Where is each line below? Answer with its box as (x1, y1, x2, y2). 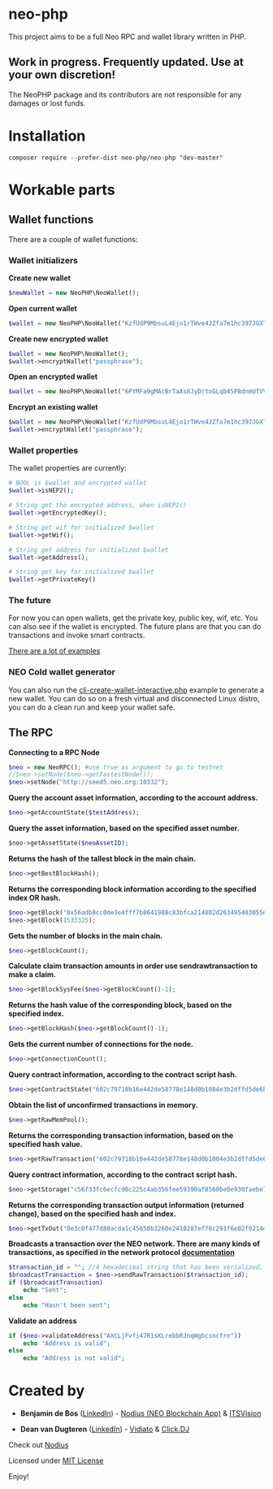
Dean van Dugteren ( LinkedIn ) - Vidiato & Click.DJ (19, 1424, 190, 1435)
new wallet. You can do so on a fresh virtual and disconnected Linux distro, (8, 693, 260, 703)
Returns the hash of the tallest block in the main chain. (8, 853, 197, 863)
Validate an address (8, 1316, 77, 1326)
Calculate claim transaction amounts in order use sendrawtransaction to (8, 961, 258, 971)
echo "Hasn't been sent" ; (23, 1301, 111, 1309)
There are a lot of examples (8, 646, 101, 656)
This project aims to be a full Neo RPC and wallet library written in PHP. (8, 32, 246, 41)
